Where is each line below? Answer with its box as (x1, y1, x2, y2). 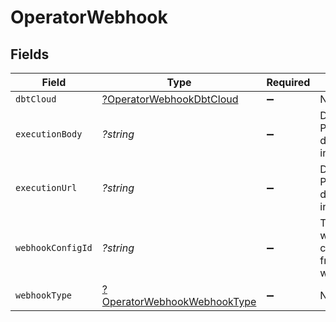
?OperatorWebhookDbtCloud (101, 92, 239, 106)
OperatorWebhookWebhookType (101, 295, 257, 308)
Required (266, 76, 311, 89)
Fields (10, 46, 50, 63)
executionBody (15, 129, 83, 140)
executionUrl (15, 182, 78, 193)
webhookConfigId (15, 242, 93, 253)
